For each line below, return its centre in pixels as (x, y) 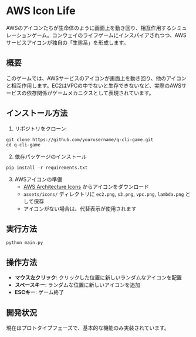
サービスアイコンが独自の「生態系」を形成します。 (67, 42)
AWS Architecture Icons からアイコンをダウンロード (86, 186)
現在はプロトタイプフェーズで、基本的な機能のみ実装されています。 (88, 328)
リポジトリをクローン (40, 128)
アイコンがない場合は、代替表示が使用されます (80, 208)
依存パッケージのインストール (50, 156)
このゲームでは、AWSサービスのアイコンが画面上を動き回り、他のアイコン (96, 78)
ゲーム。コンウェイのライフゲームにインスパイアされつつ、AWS (109, 35)
